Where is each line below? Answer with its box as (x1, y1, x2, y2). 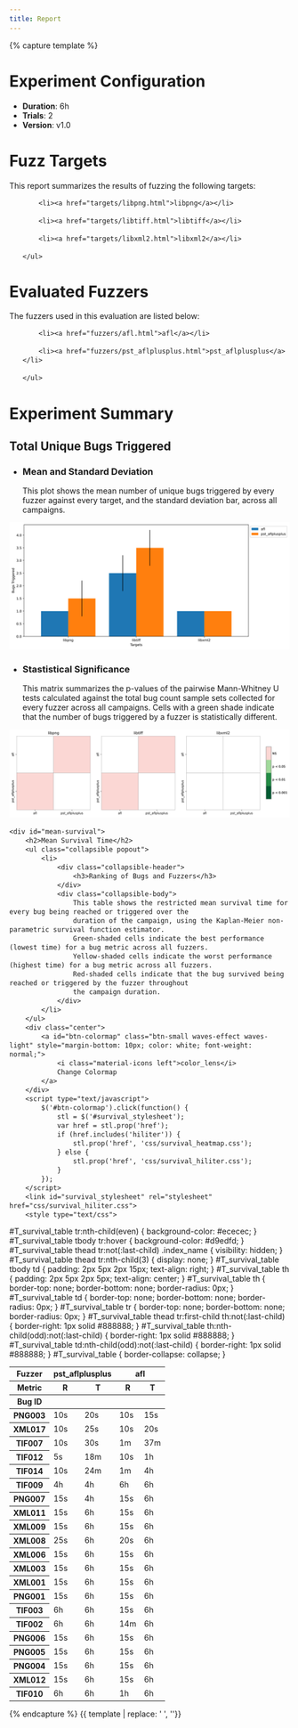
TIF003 (15, 1605, 44, 1616)
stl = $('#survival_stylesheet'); (56, 1112, 185, 1121)
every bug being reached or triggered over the (9, 907, 189, 917)
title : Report (9, 14, 62, 23)
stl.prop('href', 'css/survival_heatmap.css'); (72, 1138, 253, 1148)
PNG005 (12, 1647, 46, 1657)
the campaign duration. (72, 987, 162, 997)
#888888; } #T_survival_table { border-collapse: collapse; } (9, 1349, 227, 1359)
